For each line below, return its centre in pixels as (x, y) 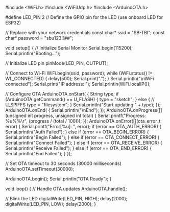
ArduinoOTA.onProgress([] (134, 110)
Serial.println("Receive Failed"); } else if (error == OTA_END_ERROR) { (79, 148)
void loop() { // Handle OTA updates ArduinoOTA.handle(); (66, 189)
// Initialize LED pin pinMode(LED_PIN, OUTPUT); (57, 63)
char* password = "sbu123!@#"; (39, 38)
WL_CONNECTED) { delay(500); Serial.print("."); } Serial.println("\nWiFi (80, 78)
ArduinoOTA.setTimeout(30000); (40, 169)
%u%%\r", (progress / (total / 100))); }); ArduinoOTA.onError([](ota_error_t (83, 121)
